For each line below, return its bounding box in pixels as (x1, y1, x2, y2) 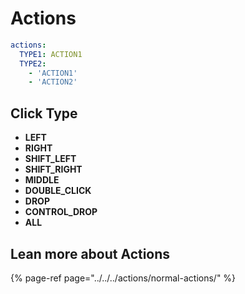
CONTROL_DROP (24, 206, 98, 218)
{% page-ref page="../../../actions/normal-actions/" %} (10, 272, 237, 284)
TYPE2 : (19, 58, 47, 69)
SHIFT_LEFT (24, 153, 77, 165)
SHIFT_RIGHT (24, 163, 83, 176)
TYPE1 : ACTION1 (19, 49, 83, 59)
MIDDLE (24, 174, 60, 186)
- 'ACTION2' (28, 77, 78, 87)
